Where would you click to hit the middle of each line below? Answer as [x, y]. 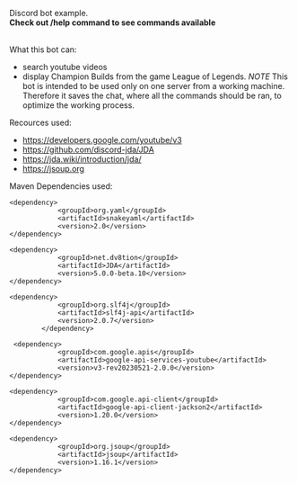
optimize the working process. [78, 105]
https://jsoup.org [53, 169]
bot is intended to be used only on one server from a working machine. [153, 86]
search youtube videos [65, 67]
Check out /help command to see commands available [113, 22]
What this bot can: [43, 49]
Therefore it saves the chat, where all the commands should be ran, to [152, 95]
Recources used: [40, 122]
